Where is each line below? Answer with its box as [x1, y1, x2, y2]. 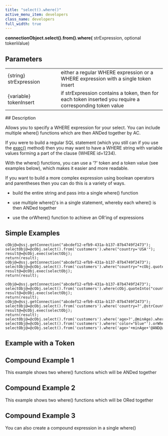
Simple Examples [5, 229, 60, 237]
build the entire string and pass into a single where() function [12, 190, 138, 196]
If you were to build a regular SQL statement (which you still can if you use [5, 139, 158, 145]
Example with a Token [5, 339, 75, 347]
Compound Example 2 [5, 383, 75, 392]
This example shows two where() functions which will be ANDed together [5, 369, 157, 375]
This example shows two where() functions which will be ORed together [5, 397, 153, 403]
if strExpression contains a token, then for [60, 89, 159, 96]
